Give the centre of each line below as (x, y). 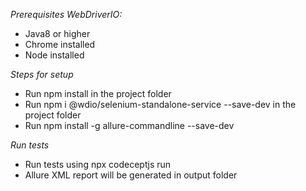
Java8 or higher (57, 33)
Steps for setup (42, 74)
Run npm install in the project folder (98, 93)
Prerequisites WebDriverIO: (66, 14)
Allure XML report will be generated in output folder (131, 175)
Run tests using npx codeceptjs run (98, 164)
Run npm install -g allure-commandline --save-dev (129, 125)
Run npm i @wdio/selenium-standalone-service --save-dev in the (160, 104)
